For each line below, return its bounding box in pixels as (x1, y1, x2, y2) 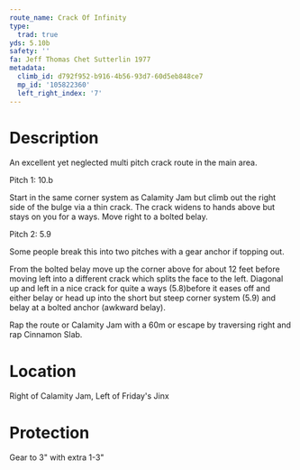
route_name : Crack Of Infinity (9, 13, 127, 23)
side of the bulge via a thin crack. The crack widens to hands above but (9, 202, 276, 213)
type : (9, 22, 30, 31)
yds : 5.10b (9, 38, 50, 48)
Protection (9, 422, 90, 443)
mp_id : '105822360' (17, 80, 91, 89)
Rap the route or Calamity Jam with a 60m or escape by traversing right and (9, 319, 291, 330)
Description (9, 127, 99, 148)
